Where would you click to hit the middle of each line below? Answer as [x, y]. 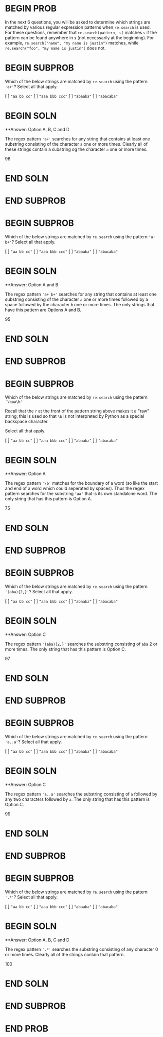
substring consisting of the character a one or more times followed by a [77, 299]
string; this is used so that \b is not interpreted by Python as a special [75, 416]
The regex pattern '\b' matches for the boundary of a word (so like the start [81, 483]
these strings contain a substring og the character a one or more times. [76, 149]
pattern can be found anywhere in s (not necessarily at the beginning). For [80, 38]
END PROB [27, 1028]
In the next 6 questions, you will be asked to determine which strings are [78, 22]
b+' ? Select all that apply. [30, 242]
